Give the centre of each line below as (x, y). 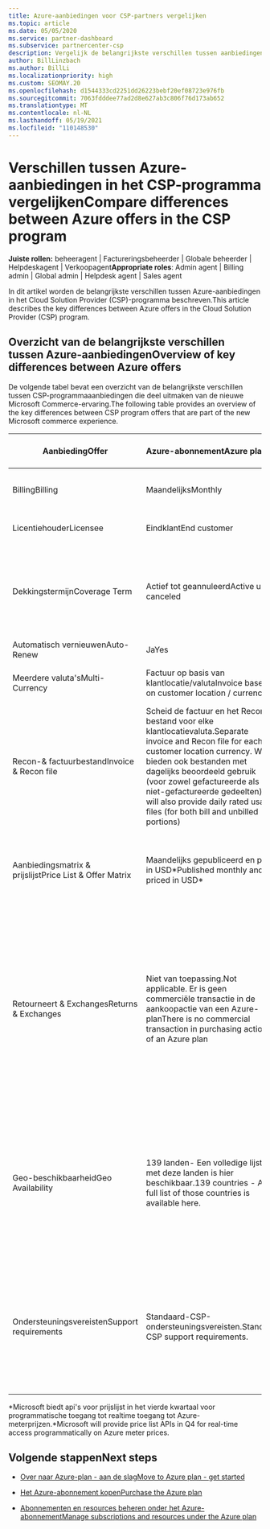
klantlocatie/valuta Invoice (194, 682)
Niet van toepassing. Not (191, 979)
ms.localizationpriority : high (61, 76)
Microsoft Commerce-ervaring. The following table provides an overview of (132, 404)
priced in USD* (175, 880)
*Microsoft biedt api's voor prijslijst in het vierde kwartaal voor (112, 1407)
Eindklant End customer (190, 528)
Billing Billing (35, 489)
